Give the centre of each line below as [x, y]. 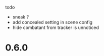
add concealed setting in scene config [52, 22]
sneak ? [21, 17]
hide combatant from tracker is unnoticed [56, 27]
